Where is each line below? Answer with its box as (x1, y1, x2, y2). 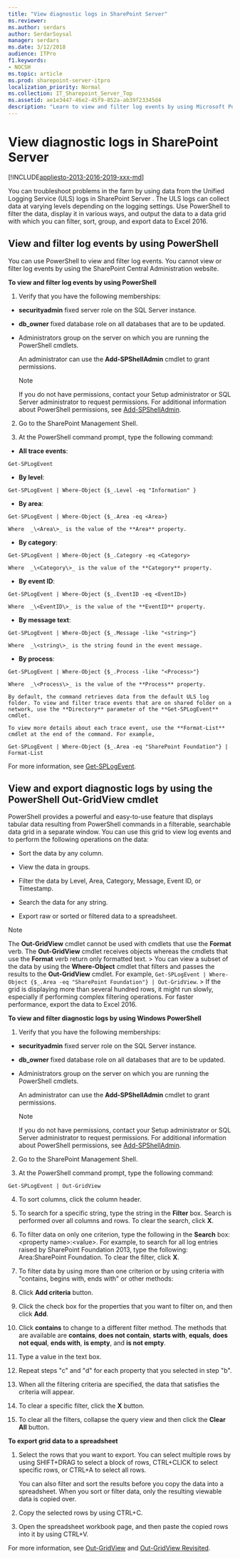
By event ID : (18, 577, 56, 585)
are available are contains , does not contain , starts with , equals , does (18, 1331, 229, 1340)
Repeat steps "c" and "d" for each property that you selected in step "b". (18, 1366, 232, 1375)
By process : (18, 654, 55, 663)
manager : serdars (8, 37, 60, 44)
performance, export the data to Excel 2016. (8, 1000, 137, 1009)
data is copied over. (18, 1495, 77, 1503)
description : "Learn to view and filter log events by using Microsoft (8, 103, 225, 111)
